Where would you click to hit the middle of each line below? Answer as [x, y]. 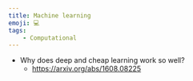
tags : [17, 30]
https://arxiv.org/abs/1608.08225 [86, 69]
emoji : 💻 [24, 23]
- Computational [50, 38]
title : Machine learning [50, 15]
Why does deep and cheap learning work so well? [103, 60]
